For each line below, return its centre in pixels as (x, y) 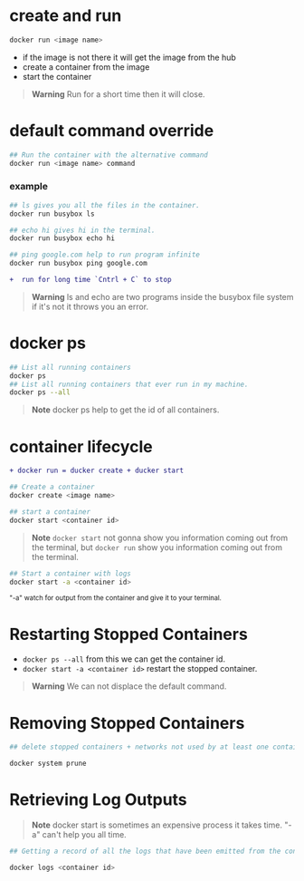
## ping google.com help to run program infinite (105, 255)
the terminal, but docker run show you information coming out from (157, 547)
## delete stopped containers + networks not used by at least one (139, 747)
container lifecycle (81, 446)
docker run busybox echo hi (62, 238)
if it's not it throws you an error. (90, 306)
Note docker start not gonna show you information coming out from (160, 537)
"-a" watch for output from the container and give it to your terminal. (115, 598)
